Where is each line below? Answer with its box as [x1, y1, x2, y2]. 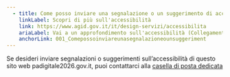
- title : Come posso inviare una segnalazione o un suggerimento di [12, 10, 213, 17]
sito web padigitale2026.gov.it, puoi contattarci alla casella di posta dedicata [6, 62, 223, 70]
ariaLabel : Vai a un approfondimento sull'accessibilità [19, 29, 185, 36]
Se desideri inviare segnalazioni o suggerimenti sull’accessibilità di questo [6, 54, 216, 63]
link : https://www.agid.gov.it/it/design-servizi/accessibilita [19, 23, 207, 30]
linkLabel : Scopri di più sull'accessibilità [19, 16, 152, 23]
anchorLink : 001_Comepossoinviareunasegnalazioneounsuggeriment [19, 36, 207, 43]
